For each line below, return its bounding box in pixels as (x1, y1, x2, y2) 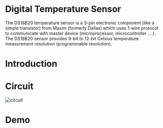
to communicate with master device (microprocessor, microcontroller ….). (5, 30, 156, 36)
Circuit (5, 81, 34, 92)
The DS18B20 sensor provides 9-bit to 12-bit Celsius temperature (5, 36, 139, 42)
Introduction (5, 58, 58, 70)
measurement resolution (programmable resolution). (5, 41, 112, 46)
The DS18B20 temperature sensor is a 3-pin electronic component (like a (5, 20, 155, 26)
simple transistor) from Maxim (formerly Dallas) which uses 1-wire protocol (5, 25, 159, 31)
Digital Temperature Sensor (5, 3, 121, 15)
